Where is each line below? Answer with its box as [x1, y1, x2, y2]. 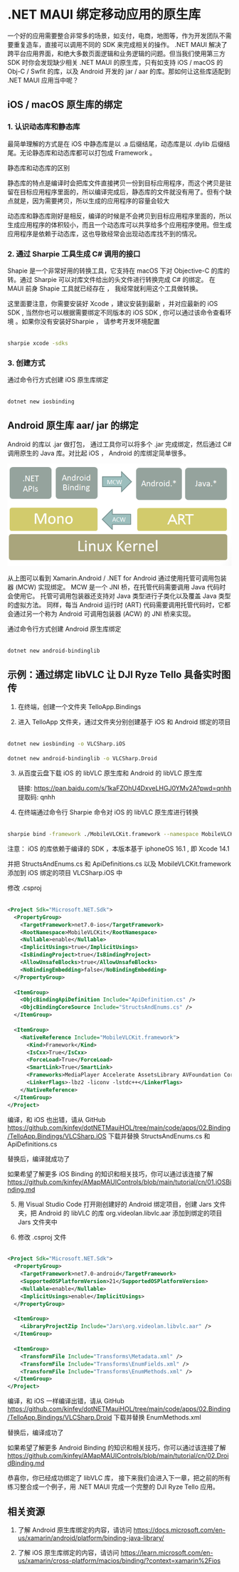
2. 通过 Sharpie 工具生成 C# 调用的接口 [7, 248, 141, 258]
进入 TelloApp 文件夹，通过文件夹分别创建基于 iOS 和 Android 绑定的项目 [17, 717, 231, 726]
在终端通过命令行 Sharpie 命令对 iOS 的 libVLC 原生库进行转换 [17, 808, 199, 817]
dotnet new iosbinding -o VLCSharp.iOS [7, 740, 126, 748]
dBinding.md [7, 1459, 45, 1467]
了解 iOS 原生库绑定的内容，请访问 [17, 1548, 119, 1556]
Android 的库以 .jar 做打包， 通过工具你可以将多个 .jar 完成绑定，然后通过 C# [7, 439, 232, 449]
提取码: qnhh [17, 793, 55, 802]
